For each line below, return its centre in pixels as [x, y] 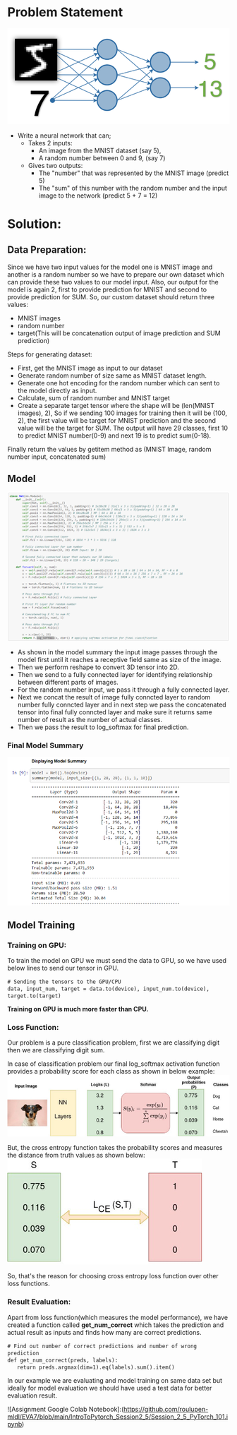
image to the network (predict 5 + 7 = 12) [98, 196]
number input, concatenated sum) [57, 457]
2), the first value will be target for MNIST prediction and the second [117, 420]
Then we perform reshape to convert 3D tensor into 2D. [98, 667]
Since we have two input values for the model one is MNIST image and [110, 267]
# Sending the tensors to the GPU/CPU [64, 982]
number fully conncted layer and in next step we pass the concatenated [122, 705]
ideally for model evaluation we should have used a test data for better [110, 1388]
